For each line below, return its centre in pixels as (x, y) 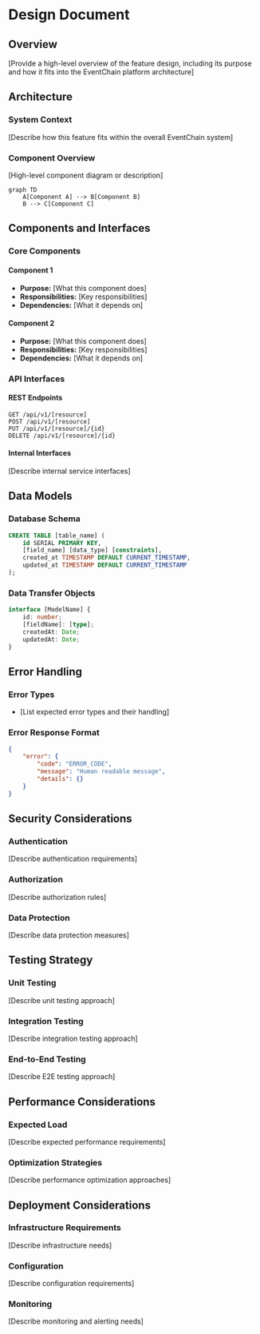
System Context (40, 120)
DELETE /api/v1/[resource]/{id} (62, 436)
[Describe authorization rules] (57, 897)
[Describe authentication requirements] (73, 859)
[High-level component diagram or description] (86, 175)
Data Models (40, 496)
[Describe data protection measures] (69, 935)
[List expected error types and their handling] (95, 712)
